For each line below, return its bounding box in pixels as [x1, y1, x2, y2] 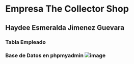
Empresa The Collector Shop [5, 3, 129, 15]
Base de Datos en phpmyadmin [5, 52, 84, 59]
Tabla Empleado [5, 39, 46, 46]
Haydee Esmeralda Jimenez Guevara [5, 23, 125, 32]
